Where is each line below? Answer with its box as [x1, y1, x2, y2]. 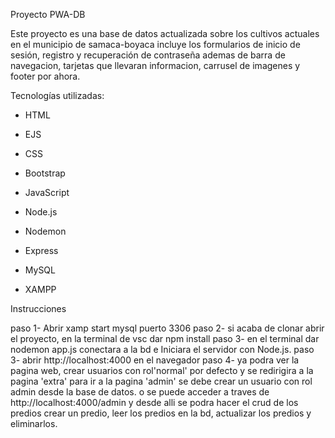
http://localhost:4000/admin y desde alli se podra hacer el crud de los [10, 397, 299, 408]
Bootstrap [24, 167, 66, 179]
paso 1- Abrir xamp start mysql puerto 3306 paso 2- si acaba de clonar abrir [10, 322, 325, 334]
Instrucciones [10, 303, 67, 314]
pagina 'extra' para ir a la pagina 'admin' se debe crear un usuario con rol [10, 375, 313, 387]
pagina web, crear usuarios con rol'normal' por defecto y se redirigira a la [10, 365, 314, 376]
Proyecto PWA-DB [10, 9, 86, 20]
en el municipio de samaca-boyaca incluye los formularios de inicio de [10, 39, 301, 50]
